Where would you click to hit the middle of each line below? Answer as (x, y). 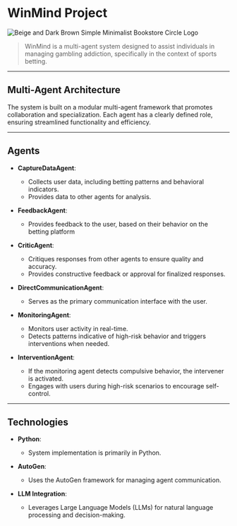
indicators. (43, 189)
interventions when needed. (69, 343)
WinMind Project (57, 13)
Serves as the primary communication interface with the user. (118, 301)
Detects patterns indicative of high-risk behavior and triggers (117, 336)
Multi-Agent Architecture (64, 90)
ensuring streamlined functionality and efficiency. (79, 122)
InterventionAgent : (46, 357)
